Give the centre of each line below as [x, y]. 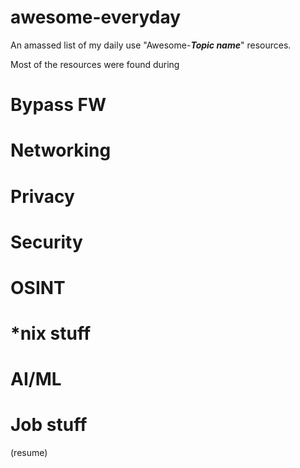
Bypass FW [58, 105]
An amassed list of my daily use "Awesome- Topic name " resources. [151, 45]
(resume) [29, 453]
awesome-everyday [96, 17]
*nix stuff [51, 333]
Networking [61, 150]
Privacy [42, 196]
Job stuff [49, 425]
